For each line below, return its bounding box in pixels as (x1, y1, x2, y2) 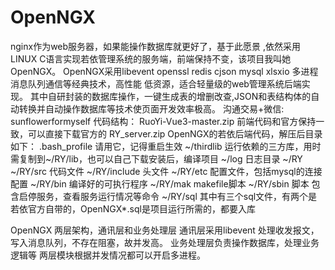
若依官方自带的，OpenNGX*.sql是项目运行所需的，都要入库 (10, 202, 256, 215)
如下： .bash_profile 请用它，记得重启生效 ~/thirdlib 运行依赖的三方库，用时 (10, 140, 322, 152)
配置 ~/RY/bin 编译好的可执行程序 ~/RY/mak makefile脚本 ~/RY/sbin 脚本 (10, 177, 310, 190)
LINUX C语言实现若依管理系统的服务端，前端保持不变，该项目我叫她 (10, 52, 292, 65)
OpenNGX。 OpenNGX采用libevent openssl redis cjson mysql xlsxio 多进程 (10, 65, 319, 77)
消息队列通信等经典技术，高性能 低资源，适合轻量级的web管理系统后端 (10, 77, 302, 90)
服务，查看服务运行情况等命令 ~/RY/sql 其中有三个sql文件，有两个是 (36, 190, 318, 202)
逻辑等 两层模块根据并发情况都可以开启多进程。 (10, 249, 206, 261)
